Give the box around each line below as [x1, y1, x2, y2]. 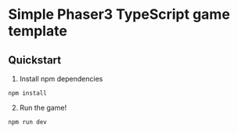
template [8, 22, 68, 40]
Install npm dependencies [19, 74, 103, 83]
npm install [8, 89, 47, 97]
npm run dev [8, 118, 47, 126]
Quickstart [8, 53, 62, 67]
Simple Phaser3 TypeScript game [8, 5, 231, 24]
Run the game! [19, 103, 67, 112]
